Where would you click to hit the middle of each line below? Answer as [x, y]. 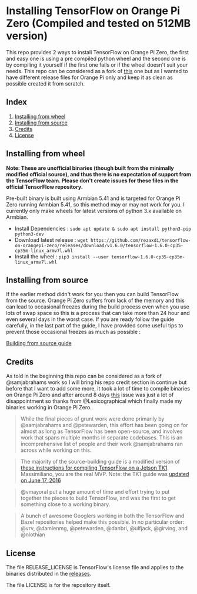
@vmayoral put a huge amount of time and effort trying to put [95, 492]
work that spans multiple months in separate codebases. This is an [101, 438]
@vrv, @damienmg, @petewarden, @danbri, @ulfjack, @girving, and [104, 529]
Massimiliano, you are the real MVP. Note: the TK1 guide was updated [105, 474]
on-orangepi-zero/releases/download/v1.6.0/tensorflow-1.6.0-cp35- [99, 245]
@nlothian [33, 534]
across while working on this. [56, 450]
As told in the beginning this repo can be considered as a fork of [84, 376]
